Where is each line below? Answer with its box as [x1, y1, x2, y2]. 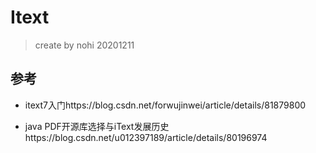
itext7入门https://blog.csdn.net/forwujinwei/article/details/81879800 [24, 99, 307, 111]
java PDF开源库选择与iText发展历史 [24, 120, 170, 132]
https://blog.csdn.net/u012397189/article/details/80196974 [24, 131, 268, 143]
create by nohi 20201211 [34, 39, 135, 51]
